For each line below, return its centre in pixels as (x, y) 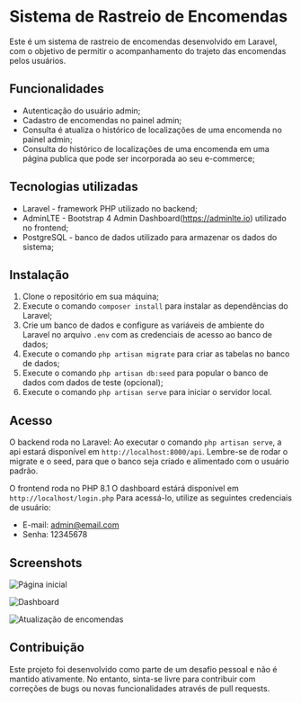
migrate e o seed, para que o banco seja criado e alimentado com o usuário (149, 462)
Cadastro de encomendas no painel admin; (102, 120)
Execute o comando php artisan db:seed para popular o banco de (145, 373)
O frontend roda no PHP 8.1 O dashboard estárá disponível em (124, 489)
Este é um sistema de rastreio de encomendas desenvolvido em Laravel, (143, 41)
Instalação (40, 275)
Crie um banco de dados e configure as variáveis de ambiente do (143, 325)
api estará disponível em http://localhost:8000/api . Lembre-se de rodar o (149, 452)
